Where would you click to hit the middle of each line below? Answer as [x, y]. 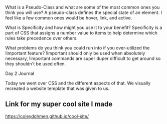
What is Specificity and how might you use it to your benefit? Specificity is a [84, 27]
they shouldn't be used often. [36, 64]
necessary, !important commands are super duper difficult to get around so [83, 58]
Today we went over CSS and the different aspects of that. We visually [78, 83]
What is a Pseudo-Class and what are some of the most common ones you [82, 7]
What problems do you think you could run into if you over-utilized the [77, 48]
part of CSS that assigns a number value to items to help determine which [81, 33]
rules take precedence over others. [41, 38]
